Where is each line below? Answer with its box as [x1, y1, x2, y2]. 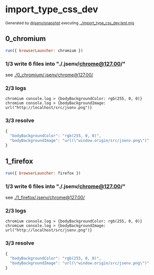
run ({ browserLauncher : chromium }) [5, 48, 83, 53]
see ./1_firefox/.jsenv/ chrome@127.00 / [5, 195, 85, 200]
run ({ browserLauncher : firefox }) [5, 171, 81, 176]
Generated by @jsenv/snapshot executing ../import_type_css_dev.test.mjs [5, 20, 135, 26]
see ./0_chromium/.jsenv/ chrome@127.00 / [5, 72, 93, 78]
